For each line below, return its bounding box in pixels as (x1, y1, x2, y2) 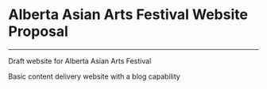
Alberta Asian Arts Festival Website (8, 6, 249, 24)
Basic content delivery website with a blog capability (8, 72, 180, 81)
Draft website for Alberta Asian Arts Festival (8, 56, 152, 65)
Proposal (8, 22, 69, 41)
